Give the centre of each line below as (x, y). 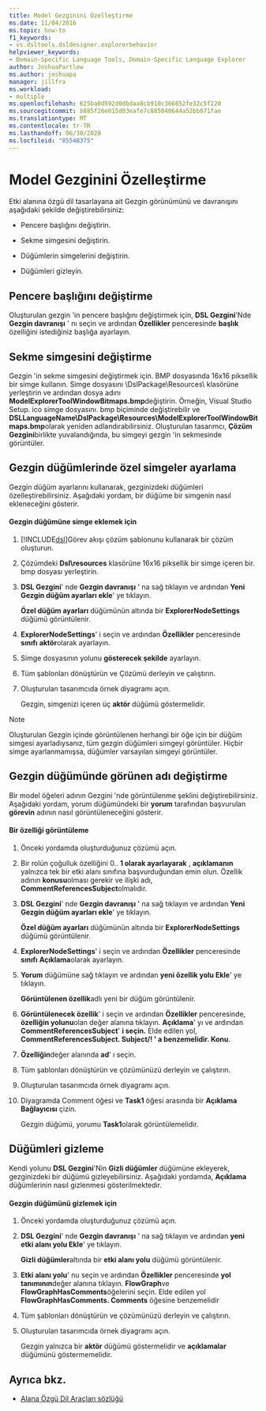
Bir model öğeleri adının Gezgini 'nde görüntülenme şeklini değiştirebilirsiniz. (133, 795)
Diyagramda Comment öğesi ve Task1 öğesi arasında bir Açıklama (129, 1101)
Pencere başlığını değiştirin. (66, 225)
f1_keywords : (30, 38)
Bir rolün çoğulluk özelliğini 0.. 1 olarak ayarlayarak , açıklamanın (127, 864)
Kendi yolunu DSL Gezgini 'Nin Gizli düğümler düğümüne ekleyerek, (119, 1168)
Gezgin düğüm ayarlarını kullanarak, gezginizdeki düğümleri (106, 486)
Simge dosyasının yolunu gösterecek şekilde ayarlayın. (111, 658)
